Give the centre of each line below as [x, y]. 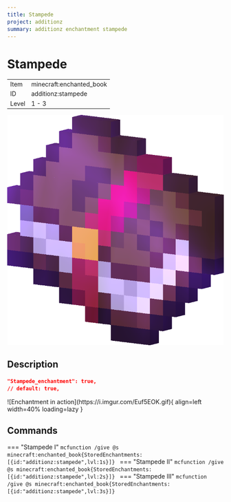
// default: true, [33, 388]
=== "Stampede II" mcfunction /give [172, 462]
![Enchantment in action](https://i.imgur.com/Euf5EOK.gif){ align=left [104, 401]
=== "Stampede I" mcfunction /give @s [63, 447]
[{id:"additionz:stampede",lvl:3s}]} [61, 492]
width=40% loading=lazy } [45, 409]
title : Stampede [30, 14]
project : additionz [35, 22]
